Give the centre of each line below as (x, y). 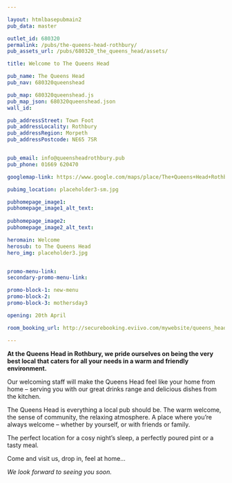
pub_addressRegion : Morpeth (48, 133)
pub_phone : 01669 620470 (43, 164)
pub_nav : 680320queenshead (46, 83)
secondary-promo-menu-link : (48, 278)
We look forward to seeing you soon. (60, 472)
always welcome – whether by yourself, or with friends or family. (99, 424)
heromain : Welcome (33, 240)
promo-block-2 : (29, 297)
